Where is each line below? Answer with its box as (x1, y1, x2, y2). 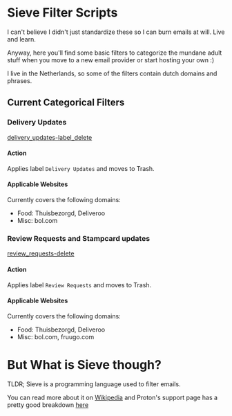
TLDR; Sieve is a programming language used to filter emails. (7, 379, 181, 388)
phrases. (7, 76, 32, 84)
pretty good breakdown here (7, 400, 89, 409)
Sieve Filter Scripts (7, 5, 118, 21)
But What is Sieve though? (7, 356, 162, 372)
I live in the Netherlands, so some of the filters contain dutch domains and (7, 69, 217, 78)
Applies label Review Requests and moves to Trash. (7, 280, 152, 289)
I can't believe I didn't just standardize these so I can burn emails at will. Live (7, 28, 225, 36)
